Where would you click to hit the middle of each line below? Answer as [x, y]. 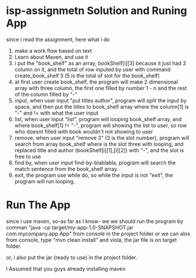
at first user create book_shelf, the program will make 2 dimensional [96, 82]
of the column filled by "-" [46, 94]
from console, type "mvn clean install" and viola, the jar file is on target [92, 240]
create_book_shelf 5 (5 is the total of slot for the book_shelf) [87, 75]
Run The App [38, 205]
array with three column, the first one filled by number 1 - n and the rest [101, 88]
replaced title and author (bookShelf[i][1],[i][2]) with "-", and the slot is [99, 150]
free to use [27, 156]
